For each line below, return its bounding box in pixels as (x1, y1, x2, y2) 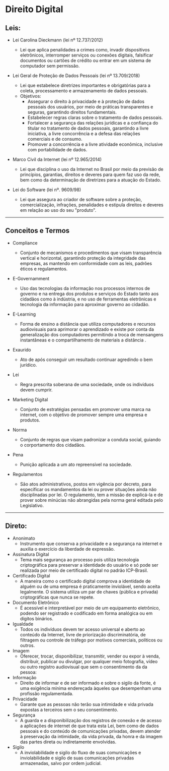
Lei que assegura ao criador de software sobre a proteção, (20, 197, 142, 202)
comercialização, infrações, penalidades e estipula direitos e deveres (20, 202, 163, 208)
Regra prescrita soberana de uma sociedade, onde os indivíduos (20, 381, 154, 387)
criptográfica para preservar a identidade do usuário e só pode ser (20, 562, 158, 568)
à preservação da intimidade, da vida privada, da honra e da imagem (20, 733, 162, 739)
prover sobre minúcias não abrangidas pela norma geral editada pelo (20, 497, 163, 503)
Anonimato (12, 535, 35, 541)
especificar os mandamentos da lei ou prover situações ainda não (20, 486, 157, 492)
